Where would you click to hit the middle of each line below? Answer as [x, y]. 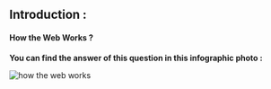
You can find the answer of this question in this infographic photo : [136, 58]
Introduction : [48, 15]
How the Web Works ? [52, 37]
